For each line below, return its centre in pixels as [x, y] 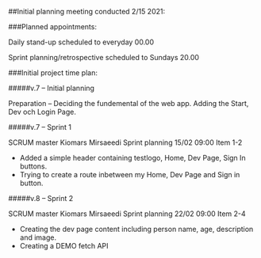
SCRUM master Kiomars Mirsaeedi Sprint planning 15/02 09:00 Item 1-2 [125, 142]
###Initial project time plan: [53, 73]
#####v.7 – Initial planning [52, 88]
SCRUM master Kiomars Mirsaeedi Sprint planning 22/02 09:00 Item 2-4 [127, 214]
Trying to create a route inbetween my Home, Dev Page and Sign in [130, 175]
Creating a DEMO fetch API [64, 246]
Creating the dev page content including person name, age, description [136, 229]
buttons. [33, 166]
